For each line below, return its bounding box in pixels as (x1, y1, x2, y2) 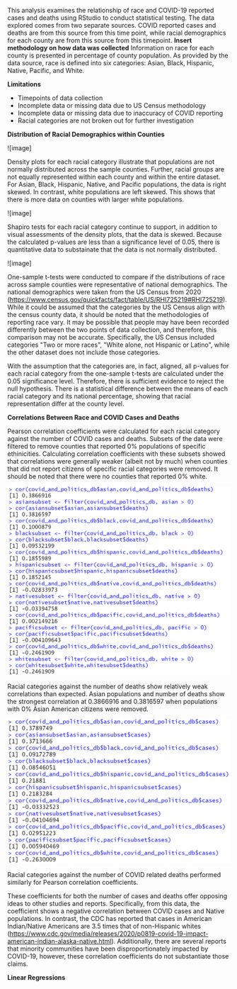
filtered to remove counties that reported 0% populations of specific (7, 442, 207, 450)
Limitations (7, 80, 41, 88)
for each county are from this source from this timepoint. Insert (7, 36, 192, 45)
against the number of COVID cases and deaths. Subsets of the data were (7, 435, 223, 442)
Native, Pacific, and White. (7, 67, 85, 74)
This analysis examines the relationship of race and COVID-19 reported (7, 6, 214, 14)
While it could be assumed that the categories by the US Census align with (7, 303, 225, 311)
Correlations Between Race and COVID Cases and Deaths (7, 413, 180, 421)
